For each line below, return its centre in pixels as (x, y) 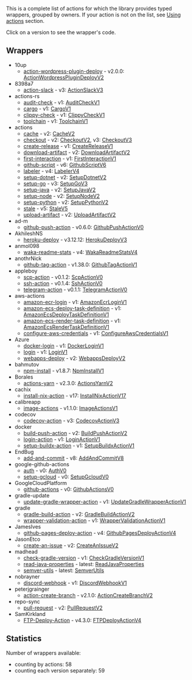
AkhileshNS (28, 233)
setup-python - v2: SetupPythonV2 (66, 202)
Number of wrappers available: (43, 653)
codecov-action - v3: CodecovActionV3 (71, 420)
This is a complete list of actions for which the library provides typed (89, 9)
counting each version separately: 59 (60, 670)
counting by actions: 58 (43, 664)
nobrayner (27, 576)
